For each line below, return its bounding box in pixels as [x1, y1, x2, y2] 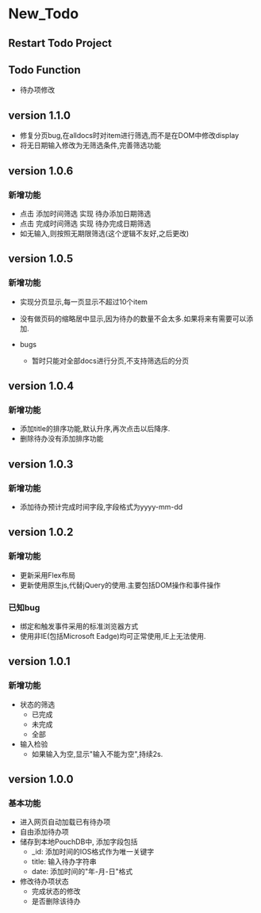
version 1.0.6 [8, 164, 74, 178]
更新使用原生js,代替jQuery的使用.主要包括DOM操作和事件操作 [19, 580, 221, 590]
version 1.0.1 [8, 655, 71, 668]
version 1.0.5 [8, 252, 74, 265]
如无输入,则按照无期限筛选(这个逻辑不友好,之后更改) [19, 228, 190, 238]
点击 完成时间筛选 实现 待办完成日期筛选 [19, 219, 152, 228]
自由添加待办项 [19, 827, 69, 837]
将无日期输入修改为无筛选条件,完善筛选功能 [19, 140, 161, 151]
